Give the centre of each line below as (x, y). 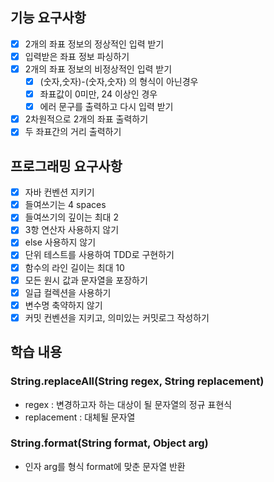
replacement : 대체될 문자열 (80, 417)
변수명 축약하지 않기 (63, 305)
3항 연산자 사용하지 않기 (72, 230)
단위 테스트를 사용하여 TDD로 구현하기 (99, 255)
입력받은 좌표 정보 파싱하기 (77, 56)
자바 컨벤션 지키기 (59, 192)
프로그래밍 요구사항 (66, 166)
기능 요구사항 (48, 18)
